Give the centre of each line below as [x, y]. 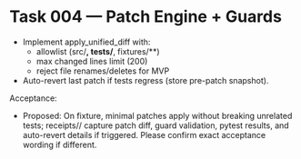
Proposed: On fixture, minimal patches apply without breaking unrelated [157, 115]
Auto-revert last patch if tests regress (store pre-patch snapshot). [145, 80]
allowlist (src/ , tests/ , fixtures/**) [98, 51]
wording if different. [60, 144]
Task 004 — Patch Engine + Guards [145, 17]
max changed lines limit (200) [92, 61]
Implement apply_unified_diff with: [86, 42]
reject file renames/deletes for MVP [103, 71]
